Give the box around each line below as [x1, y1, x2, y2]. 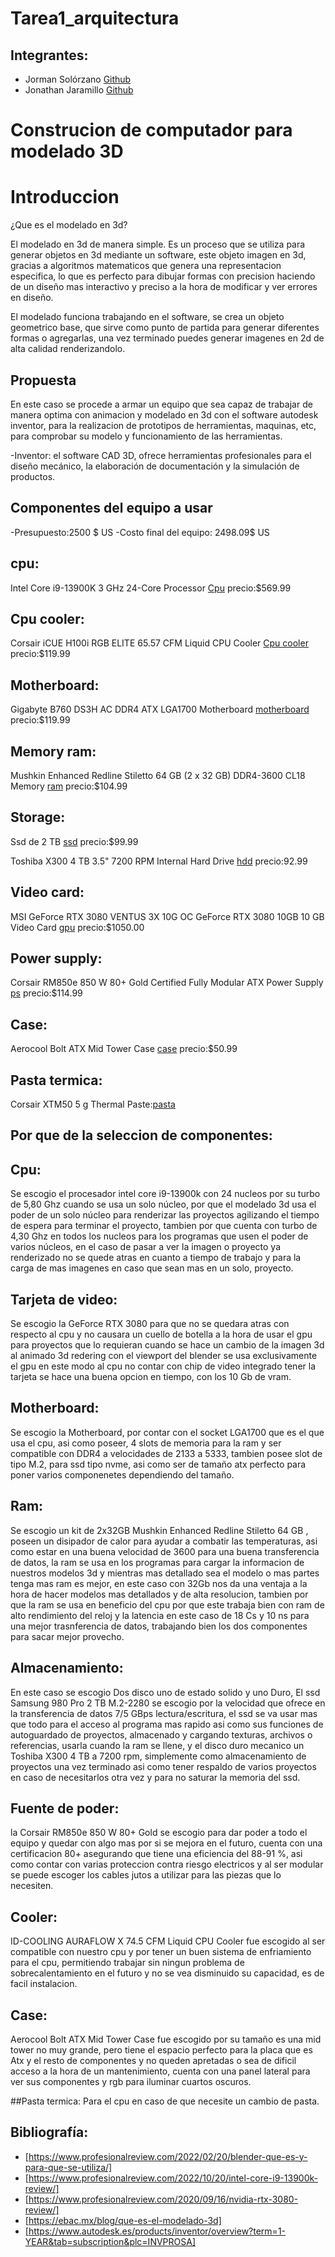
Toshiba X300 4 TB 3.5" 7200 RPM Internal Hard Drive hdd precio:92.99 [10, 855, 308, 867]
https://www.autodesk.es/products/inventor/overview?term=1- [28, 2225, 287, 2237]
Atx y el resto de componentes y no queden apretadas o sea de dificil [10, 2054, 297, 2066]
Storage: [10, 809, 66, 826]
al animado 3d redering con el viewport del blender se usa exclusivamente [10, 1350, 318, 1362]
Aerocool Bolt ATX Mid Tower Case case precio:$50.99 [10, 1043, 238, 1055]
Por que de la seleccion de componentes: [10, 1127, 273, 1144]
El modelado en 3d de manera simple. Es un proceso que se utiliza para [10, 238, 306, 251]
